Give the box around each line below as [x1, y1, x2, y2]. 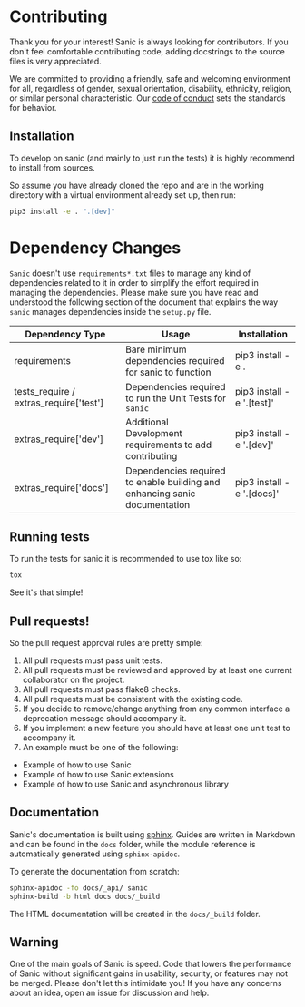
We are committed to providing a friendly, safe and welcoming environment [9, 73, 291, 83]
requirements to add [125, 438, 212, 451]
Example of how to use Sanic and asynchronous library [22, 778, 230, 790]
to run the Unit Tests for [125, 392, 227, 405]
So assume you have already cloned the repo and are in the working [9, 180, 265, 191]
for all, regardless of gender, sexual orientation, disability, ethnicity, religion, [9, 83, 293, 93]
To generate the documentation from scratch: [9, 865, 180, 876]
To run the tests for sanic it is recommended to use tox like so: [9, 553, 242, 564]
